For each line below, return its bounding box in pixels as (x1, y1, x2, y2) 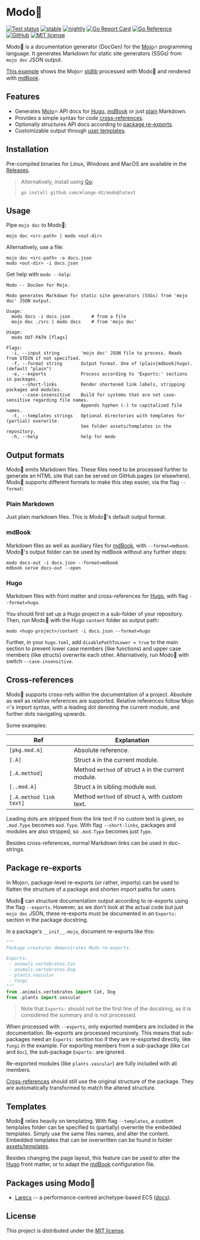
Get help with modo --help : (6, 271, 71, 278)
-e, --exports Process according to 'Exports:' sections (11, 371, 187, 377)
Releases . (6, 167, 30, 174)
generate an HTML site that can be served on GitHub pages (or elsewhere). (6, 472, 191, 479)
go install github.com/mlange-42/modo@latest (20, 189, 136, 196)
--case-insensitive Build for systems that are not (21, 392, 161, 398)
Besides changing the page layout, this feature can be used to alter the (6, 1155, 180, 1162)
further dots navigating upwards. (6, 710, 87, 717)
